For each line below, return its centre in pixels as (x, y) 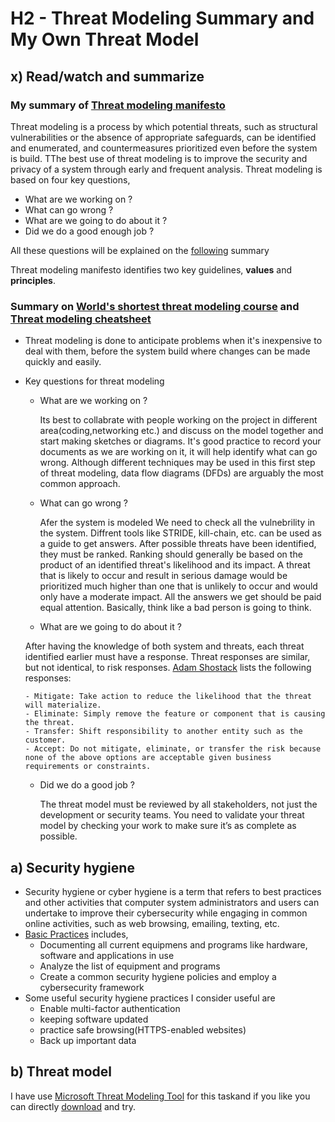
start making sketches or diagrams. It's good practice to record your (180, 441)
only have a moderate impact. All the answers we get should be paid (180, 597)
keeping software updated (94, 1019)
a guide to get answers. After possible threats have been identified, (178, 544)
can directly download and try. (73, 1106)
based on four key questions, (70, 179)
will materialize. (63, 705)
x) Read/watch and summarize (107, 76)
